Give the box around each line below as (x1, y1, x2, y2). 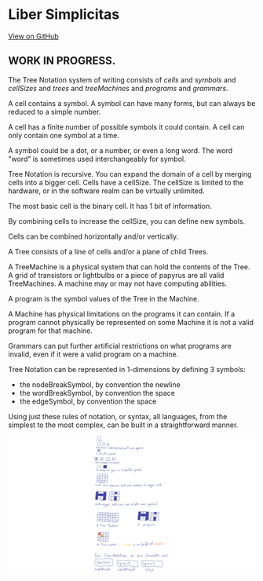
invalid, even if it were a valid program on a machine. (8, 349, 179, 359)
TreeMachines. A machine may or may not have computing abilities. (8, 279, 228, 288)
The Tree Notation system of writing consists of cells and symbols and (8, 75, 236, 84)
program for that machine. (8, 326, 93, 335)
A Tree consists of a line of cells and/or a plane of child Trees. (8, 247, 209, 256)
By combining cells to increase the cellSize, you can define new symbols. (8, 216, 246, 225)
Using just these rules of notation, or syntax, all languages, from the (8, 411, 228, 421)
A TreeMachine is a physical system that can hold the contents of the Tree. (8, 261, 250, 272)
